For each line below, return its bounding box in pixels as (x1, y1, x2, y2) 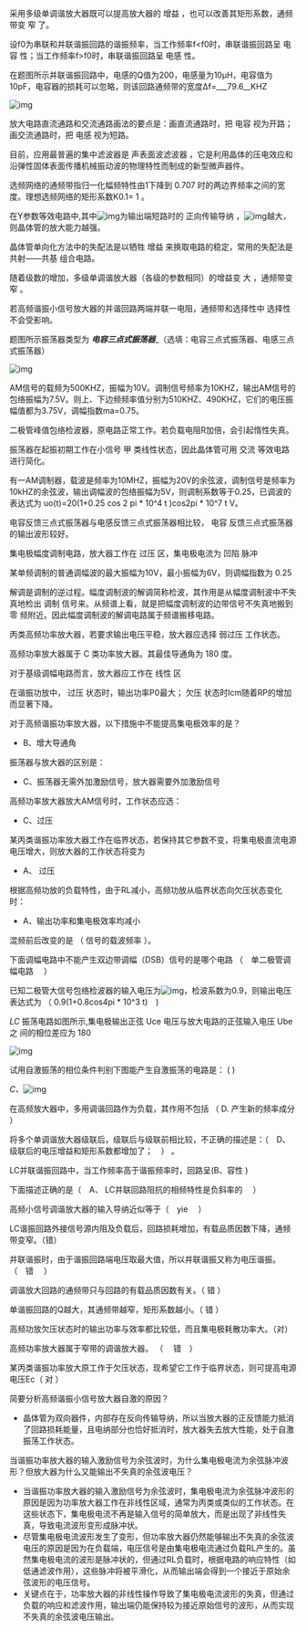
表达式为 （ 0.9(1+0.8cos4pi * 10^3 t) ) (9, 996, 159, 1007)
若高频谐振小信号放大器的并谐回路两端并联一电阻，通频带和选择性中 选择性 (9, 303, 291, 313)
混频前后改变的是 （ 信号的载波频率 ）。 (9, 935, 157, 945)
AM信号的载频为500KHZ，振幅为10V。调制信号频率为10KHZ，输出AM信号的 (9, 383, 296, 393)
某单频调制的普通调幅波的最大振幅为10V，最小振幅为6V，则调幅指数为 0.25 (9, 567, 292, 578)
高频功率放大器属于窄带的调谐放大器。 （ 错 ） (9, 1343, 198, 1353)
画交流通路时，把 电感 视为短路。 (9, 130, 134, 140)
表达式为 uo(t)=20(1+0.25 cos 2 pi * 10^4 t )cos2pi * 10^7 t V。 (9, 498, 243, 509)
